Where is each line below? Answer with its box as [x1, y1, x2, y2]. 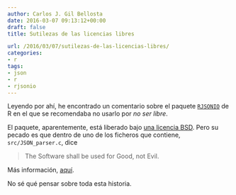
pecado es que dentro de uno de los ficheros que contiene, [7, 130, 181, 139]
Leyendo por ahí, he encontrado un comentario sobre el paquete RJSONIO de [7, 102, 229, 111]
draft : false [7, 23, 46, 30]
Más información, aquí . [7, 166, 74, 174]
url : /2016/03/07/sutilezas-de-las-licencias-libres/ [7, 43, 170, 50]
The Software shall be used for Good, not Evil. [24, 152, 159, 160]
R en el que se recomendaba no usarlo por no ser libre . [7, 109, 168, 118]
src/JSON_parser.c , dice [7, 138, 78, 147]
